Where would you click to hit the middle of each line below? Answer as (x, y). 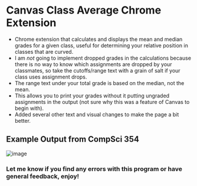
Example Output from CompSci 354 (73, 139)
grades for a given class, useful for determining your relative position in (101, 45)
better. (23, 120)
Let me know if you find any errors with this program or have (94, 169)
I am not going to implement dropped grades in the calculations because (103, 58)
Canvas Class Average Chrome (84, 10)
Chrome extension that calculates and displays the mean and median (98, 39)
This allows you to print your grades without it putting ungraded (92, 96)
